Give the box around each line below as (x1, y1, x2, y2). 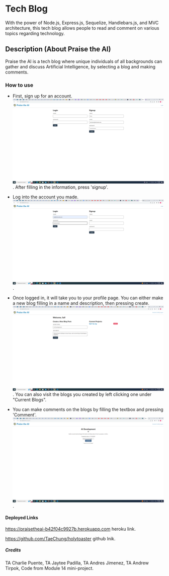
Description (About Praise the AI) (5, 45, 111, 53)
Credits (5, 547, 21, 553)
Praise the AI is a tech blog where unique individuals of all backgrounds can (5, 58, 162, 64)
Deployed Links (5, 515, 39, 521)
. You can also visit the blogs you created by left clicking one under (12, 391, 152, 397)
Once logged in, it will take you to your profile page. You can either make (12, 295, 163, 301)
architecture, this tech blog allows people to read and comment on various (5, 25, 159, 31)
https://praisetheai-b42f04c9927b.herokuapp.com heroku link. (5, 526, 136, 532)
